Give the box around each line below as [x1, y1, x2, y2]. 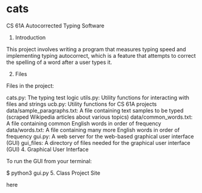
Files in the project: [6, 82, 55, 89]
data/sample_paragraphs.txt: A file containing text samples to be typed [6, 107, 184, 114]
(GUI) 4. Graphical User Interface [6, 146, 89, 153]
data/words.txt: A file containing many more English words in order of [6, 126, 180, 133]
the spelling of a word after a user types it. [6, 58, 112, 66]
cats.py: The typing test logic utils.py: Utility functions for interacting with [6, 94, 190, 101]
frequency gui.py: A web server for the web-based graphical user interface [6, 133, 194, 140]
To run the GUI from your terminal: [6, 157, 92, 164]
